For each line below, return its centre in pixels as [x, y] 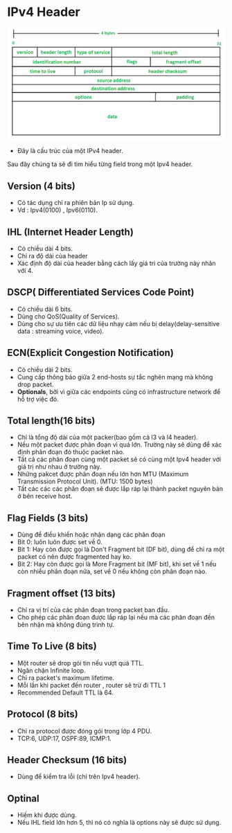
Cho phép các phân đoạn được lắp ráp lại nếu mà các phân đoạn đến [116, 617]
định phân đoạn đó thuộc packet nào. [71, 452]
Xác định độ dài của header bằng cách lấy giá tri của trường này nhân [116, 263]
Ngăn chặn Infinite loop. [51, 670]
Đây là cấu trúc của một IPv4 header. [70, 151]
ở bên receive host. [45, 496]
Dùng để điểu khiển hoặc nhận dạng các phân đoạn [91, 535]
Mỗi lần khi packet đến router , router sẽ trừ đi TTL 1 [91, 685]
